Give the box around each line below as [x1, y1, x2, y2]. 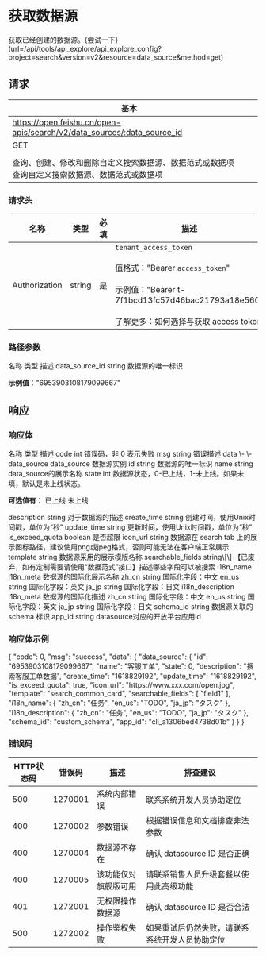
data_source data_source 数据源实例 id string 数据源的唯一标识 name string [8, 459, 253, 468]
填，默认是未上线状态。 [8, 479, 85, 488]
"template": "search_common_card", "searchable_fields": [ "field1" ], [8, 688, 231, 699]
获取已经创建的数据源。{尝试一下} [8, 35, 119, 44]
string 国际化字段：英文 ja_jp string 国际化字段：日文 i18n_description [8, 582, 235, 592]
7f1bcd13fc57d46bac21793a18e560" [114, 295, 264, 306]
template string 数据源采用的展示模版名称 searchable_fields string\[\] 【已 [8, 553, 248, 562]
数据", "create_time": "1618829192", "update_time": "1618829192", [42, 672, 257, 681]
